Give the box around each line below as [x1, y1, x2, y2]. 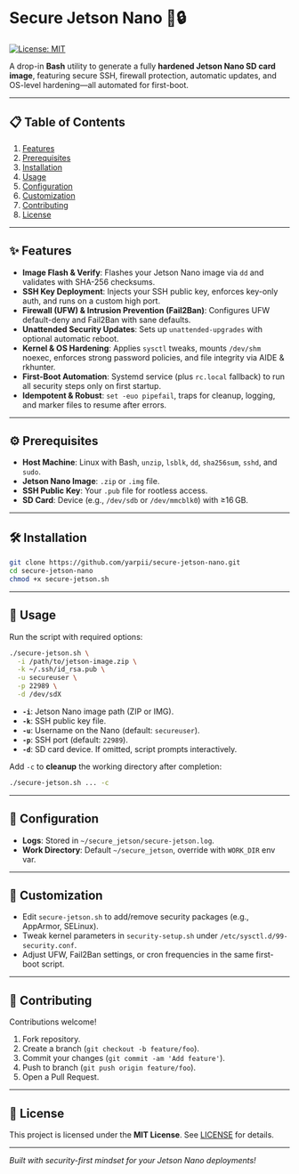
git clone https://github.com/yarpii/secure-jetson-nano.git [9, 558, 241, 567]
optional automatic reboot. [21, 333, 119, 344]
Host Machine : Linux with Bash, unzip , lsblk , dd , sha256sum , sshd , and [21, 457, 278, 468]
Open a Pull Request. [21, 1072, 100, 1082]
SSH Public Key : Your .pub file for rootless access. [21, 485, 208, 496]
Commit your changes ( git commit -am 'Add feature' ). [21, 1053, 225, 1064]
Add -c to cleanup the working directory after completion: [9, 761, 222, 772]
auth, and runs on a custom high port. [21, 296, 161, 306]
